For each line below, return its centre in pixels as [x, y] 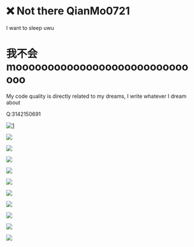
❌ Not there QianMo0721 [68, 11]
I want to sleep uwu [30, 27]
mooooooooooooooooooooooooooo [97, 67]
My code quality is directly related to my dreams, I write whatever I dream [96, 96]
